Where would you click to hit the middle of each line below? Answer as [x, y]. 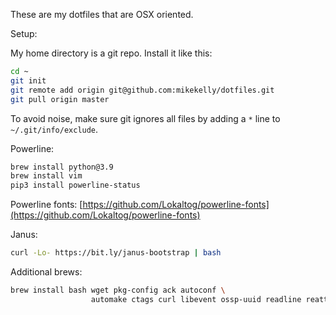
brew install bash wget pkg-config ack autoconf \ [118, 290]
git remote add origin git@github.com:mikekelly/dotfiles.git [142, 90]
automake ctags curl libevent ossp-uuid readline [196, 299]
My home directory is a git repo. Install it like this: [111, 53]
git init [28, 80]
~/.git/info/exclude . [54, 129]
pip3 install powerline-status [75, 185]
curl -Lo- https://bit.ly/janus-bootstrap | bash [116, 253]
